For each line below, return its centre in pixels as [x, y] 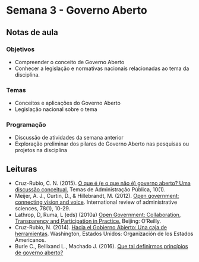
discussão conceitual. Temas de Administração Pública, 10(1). [90, 190]
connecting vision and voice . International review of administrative [96, 202]
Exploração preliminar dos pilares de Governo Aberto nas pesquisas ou [102, 144]
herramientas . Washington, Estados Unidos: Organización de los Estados [104, 234]
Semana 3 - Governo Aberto [77, 10]
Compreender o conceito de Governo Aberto [70, 62]
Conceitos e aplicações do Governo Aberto [67, 103]
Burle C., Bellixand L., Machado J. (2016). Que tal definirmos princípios [101, 247]
